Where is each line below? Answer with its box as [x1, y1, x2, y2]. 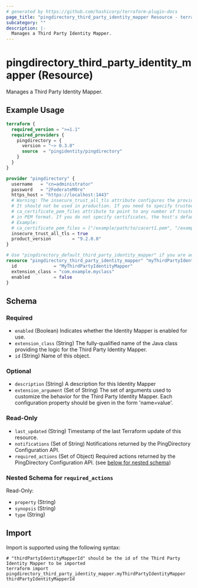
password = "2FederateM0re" [11, 187, 85, 193]
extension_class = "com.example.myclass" [11, 268, 115, 275]
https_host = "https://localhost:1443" [11, 192, 110, 198]
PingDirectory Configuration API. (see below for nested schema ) [14, 459, 171, 466]
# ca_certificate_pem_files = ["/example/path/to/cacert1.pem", [11, 225, 173, 231]
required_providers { [11, 132, 65, 138]
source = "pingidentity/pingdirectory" [21, 148, 123, 154]
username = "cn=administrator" [11, 181, 94, 187]
